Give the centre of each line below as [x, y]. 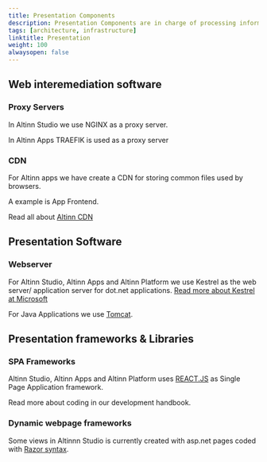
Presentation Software [65, 242]
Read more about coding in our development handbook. [100, 402]
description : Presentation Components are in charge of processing [122, 23]
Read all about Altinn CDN [51, 217]
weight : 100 [28, 45]
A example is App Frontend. [54, 201]
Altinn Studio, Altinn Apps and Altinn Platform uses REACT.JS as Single [124, 379]
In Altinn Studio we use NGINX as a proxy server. [88, 125]
